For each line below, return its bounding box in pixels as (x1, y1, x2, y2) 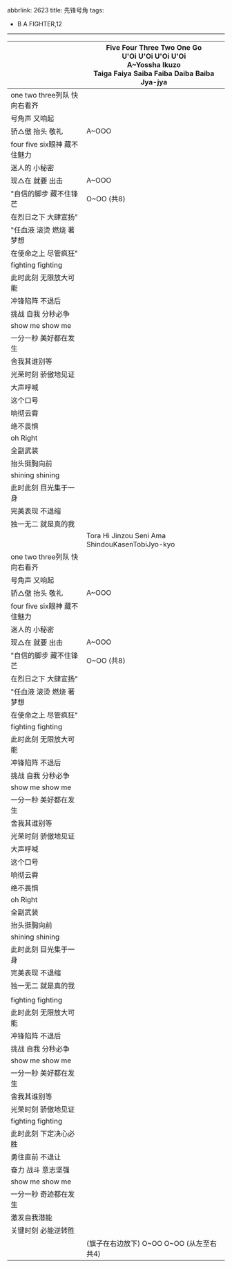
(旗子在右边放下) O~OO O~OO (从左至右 (86, 1239, 217, 1248)
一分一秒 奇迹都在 (10, 1189, 68, 1199)
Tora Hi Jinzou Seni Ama (86, 531, 166, 540)
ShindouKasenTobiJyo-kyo (86, 540, 175, 549)
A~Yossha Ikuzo (126, 60, 181, 69)
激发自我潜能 (10, 1213, 53, 1222)
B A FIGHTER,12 (17, 20, 62, 28)
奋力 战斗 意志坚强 (10, 1165, 70, 1175)
